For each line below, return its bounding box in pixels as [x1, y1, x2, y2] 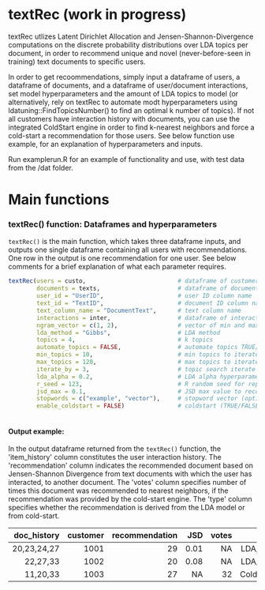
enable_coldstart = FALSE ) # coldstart [36, 402, 217, 410]
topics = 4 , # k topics [36, 336, 214, 344]
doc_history [13, 530, 60, 541]
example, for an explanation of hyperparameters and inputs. [8, 139, 203, 148]
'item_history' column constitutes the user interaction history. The [8, 453, 222, 462]
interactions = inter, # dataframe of [36, 314, 227, 321]
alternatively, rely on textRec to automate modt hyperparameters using [8, 97, 238, 107]
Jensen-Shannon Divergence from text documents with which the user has [8, 469, 252, 479]
